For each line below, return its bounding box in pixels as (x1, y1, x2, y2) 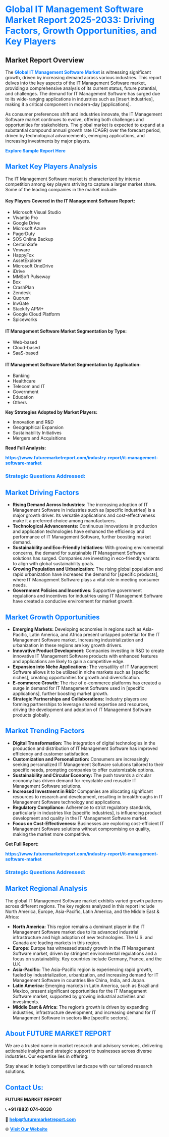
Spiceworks (12, 316, 37, 322)
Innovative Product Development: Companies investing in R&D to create (12, 647, 164, 654)
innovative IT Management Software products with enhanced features (12, 653, 158, 659)
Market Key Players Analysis (5, 163, 97, 171)
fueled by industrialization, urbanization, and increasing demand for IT (12, 971, 159, 978)
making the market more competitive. (12, 831, 91, 837)
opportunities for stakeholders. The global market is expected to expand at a (5, 122, 164, 128)
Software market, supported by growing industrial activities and (12, 993, 145, 999)
